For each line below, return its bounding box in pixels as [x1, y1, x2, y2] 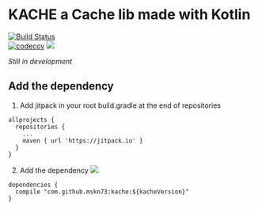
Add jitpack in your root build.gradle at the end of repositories [19, 101, 222, 110]
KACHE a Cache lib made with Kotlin [8, 6, 251, 24]
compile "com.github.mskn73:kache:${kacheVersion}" [15, 188, 190, 196]
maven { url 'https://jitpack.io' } [22, 136, 144, 144]
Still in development [8, 56, 73, 66]
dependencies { [8, 181, 59, 189]
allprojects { [8, 116, 55, 124]
